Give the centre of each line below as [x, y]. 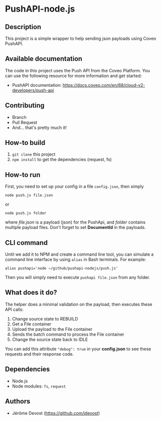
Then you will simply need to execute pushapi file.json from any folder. [78, 277]
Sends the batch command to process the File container [68, 334]
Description [23, 27]
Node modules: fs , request [39, 386]
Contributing [25, 105]
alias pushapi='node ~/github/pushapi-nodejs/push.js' [62, 268]
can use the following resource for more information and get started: [73, 76]
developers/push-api [33, 90]
